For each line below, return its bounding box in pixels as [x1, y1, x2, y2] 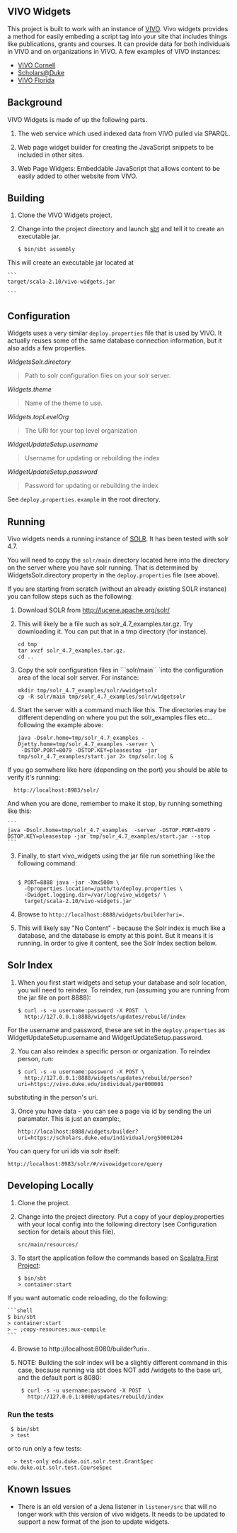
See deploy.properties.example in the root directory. [7, 495, 161, 504]
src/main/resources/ [17, 1241, 79, 1248]
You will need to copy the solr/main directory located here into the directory [7, 556, 229, 565]
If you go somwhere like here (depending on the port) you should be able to [7, 765, 228, 774]
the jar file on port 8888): [17, 993, 91, 1002]
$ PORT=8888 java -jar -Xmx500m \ [17, 879, 120, 886]
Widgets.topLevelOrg [7, 413, 69, 421]
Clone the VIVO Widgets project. [17, 211, 112, 219]
